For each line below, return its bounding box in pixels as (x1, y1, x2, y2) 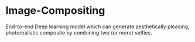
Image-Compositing (5, 4, 105, 17)
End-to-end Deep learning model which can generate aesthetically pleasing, (5, 23, 190, 30)
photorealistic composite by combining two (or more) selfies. (5, 29, 153, 36)
